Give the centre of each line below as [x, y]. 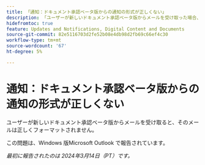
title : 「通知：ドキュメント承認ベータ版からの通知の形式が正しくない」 [87, 12]
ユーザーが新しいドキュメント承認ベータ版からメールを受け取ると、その [97, 122]
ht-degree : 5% [24, 52]
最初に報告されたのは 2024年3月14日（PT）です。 [70, 155]
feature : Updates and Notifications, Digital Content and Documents [95, 29]
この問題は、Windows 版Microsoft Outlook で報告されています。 [87, 142]
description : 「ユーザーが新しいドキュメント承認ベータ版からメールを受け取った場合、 [104, 18]
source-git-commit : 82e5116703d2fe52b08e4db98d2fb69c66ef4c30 [87, 35]
